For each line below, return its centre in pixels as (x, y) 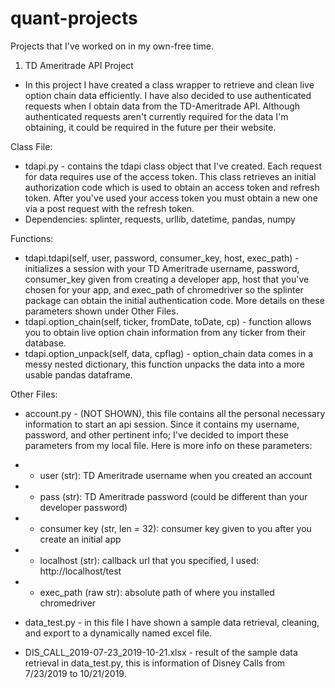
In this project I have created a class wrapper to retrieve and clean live (169, 84)
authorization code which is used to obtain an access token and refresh (172, 187)
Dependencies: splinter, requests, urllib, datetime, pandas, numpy (160, 219)
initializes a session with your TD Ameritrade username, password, (162, 268)
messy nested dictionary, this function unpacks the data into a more (164, 364)
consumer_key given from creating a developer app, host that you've (167, 279)
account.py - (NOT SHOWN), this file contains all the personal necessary (175, 413)
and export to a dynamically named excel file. (118, 633)
